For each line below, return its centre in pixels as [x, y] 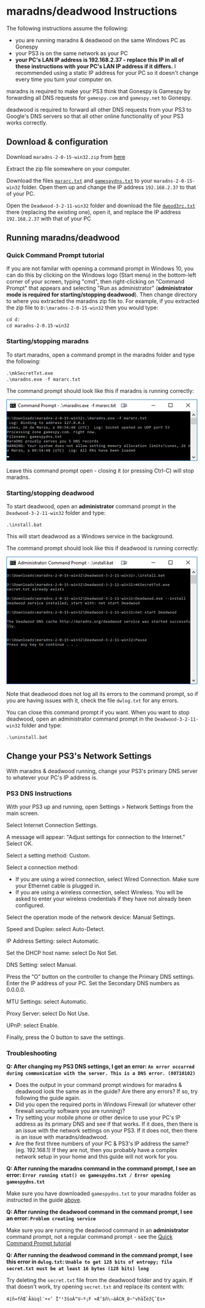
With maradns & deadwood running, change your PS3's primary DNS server [102, 771]
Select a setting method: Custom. [48, 856]
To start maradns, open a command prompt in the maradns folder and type [101, 355]
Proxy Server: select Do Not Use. [48, 1013]
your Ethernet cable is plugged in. [58, 886]
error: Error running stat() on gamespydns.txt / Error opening [88, 1175]
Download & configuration [57, 142]
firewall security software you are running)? [70, 1111]
